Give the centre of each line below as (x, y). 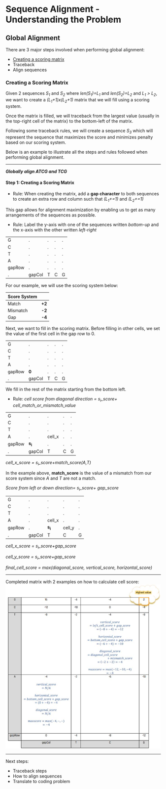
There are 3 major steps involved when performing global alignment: (75, 50)
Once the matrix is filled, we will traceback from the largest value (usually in (83, 116)
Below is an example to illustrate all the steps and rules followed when (77, 152)
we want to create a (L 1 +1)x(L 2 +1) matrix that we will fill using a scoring (78, 100)
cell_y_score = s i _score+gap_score (41, 557)
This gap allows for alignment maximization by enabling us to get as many (81, 210)
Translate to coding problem (41, 782)
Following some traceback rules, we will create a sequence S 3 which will (79, 131)
